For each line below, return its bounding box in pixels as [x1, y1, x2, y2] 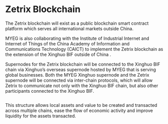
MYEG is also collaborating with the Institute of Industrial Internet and [5, 35, 150, 41]
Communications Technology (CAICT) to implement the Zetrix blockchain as [5, 46, 163, 52]
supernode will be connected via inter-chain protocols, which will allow [5, 77, 153, 83]
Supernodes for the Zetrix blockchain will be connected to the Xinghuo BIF [5, 61, 160, 67]
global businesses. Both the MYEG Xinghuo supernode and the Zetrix [5, 72, 150, 78]
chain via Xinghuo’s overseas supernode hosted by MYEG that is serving [5, 67, 156, 73]
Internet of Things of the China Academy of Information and [5, 40, 130, 46]
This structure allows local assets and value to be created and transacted [5, 102, 157, 108]
